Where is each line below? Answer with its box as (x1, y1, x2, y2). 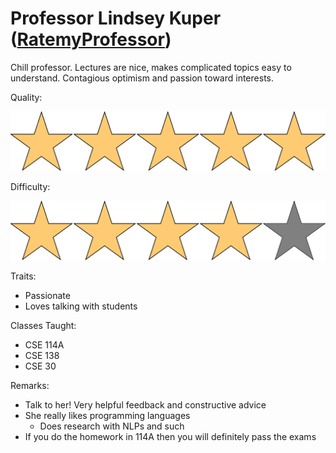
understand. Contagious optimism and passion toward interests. (10, 72, 274, 84)
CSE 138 (24, 350, 60, 362)
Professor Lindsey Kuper (10, 7, 222, 30)
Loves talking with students (24, 300, 138, 312)
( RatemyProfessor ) (10, 28, 172, 51)
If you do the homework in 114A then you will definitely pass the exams (24, 431, 317, 443)
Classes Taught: (10, 320, 77, 332)
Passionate (24, 290, 71, 302)
